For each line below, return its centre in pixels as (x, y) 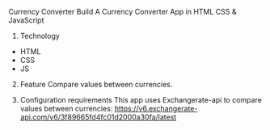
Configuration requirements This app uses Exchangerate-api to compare (141, 100)
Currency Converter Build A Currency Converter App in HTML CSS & (122, 12)
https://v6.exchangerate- (156, 109)
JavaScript (26, 20)
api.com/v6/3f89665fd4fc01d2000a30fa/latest (98, 117)
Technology (40, 36)
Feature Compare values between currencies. (96, 84)
